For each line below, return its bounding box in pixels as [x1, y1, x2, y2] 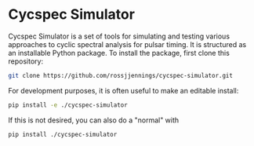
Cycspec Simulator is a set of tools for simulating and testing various [8, 31, 230, 41]
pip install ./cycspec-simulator [8, 130, 118, 138]
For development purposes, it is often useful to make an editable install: [8, 86, 239, 95]
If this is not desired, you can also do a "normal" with [8, 115, 180, 125]
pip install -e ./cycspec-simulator [8, 100, 128, 109]
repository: [8, 57, 44, 66]
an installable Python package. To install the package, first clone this [8, 48, 230, 57]
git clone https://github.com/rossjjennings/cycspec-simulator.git [8, 71, 234, 79]
